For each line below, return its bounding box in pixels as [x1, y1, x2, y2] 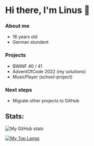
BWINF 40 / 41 [12, 63, 42, 69]
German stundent [12, 39, 49, 45]
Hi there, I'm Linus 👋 [5, 5, 90, 16]
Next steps [5, 86, 32, 93]
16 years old [12, 34, 37, 40]
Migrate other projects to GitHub [12, 98, 79, 104]
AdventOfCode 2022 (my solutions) [12, 68, 86, 74]
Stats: [5, 112, 24, 121]
